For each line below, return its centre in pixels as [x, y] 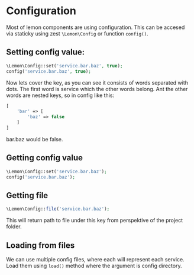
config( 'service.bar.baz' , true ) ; [49, 71]
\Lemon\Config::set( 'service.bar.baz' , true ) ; [64, 66]
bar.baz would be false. [35, 139]
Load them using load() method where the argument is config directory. [94, 266]
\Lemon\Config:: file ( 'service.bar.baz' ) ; [58, 209]
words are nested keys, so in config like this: [60, 95]
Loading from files [41, 245]
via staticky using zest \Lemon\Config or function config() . [77, 33]
